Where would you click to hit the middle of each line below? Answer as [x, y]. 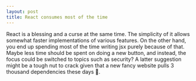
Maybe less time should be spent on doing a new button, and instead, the [96, 53]
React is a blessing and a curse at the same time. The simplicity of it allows [98, 34]
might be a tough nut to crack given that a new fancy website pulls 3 [90, 65]
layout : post [22, 12]
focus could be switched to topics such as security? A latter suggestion [94, 59]
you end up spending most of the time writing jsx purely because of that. [95, 46]
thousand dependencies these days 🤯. [53, 72]
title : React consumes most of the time [57, 17]
